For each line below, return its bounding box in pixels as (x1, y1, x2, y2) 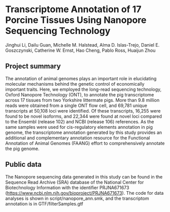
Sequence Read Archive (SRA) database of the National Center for (5, 179, 144, 185)
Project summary (5, 62, 61, 70)
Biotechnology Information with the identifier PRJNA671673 (5, 184, 129, 191)
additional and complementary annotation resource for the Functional (5, 134, 150, 140)
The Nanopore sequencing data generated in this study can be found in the (5, 173, 163, 180)
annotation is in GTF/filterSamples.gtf (5, 200, 84, 206)
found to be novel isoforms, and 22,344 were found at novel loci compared (5, 113, 162, 119)
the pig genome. (5, 146, 40, 152)
